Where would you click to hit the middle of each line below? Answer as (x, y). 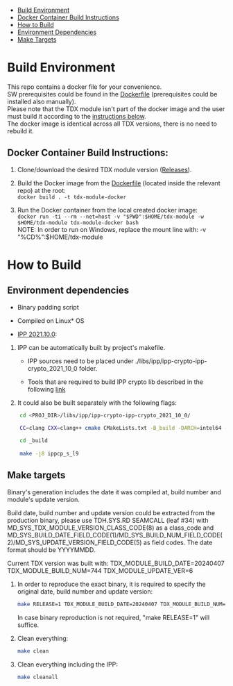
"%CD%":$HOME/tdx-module (60, 237)
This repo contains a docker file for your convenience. (85, 87)
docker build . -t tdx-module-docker (72, 197)
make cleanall (37, 677)
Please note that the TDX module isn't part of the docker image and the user (116, 109)
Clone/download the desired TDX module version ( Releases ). (104, 169)
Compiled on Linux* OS (51, 320)
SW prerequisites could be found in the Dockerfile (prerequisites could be (112, 94)
